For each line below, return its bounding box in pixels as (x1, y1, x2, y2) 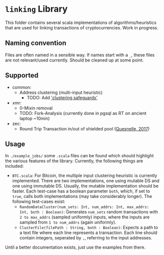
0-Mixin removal (19, 105, 53, 111)
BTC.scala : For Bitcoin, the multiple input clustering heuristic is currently (12, 172, 158, 179)
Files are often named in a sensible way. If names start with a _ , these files (5, 52, 155, 58)
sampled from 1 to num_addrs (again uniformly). (19, 219, 117, 225)
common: (12, 84, 32, 90)
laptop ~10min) (19, 115, 50, 121)
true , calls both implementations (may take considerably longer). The (12, 193, 152, 199)
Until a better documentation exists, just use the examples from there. (5, 244, 146, 250)
